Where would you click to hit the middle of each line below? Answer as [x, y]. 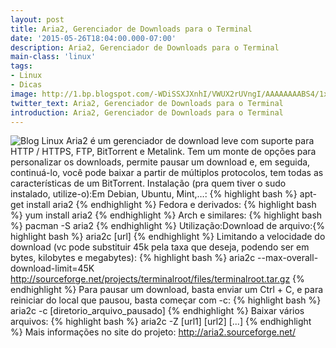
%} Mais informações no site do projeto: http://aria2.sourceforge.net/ [153, 332]
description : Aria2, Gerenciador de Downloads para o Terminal [145, 47]
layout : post [37, 19]
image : [24, 94]
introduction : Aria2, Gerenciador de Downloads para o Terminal [147, 112]
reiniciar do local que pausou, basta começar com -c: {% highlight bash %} [166, 300]
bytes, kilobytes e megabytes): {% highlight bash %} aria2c [133, 258]
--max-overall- [288, 258]
